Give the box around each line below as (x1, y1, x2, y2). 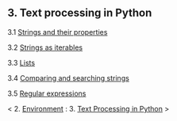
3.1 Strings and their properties (7, 27, 108, 36)
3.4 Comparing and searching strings (7, 73, 130, 82)
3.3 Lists (7, 58, 36, 67)
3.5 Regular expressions (7, 89, 87, 98)
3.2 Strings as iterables (7, 43, 83, 52)
